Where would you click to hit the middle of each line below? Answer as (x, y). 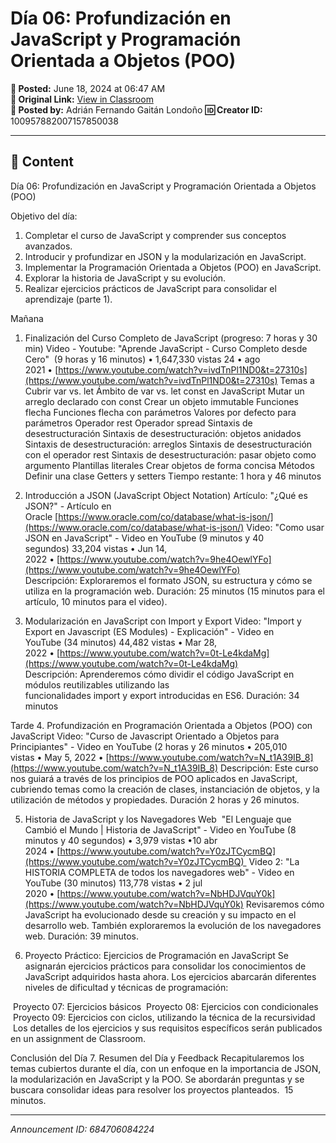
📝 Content (42, 162)
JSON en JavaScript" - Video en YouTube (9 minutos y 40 (144, 538)
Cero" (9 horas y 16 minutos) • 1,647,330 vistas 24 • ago (142, 359)
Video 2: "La (274, 861)
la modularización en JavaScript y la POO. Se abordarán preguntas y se (157, 1079)
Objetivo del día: (44, 216)
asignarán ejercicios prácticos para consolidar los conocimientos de (165, 966)
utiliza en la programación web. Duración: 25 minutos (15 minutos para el (174, 591)
